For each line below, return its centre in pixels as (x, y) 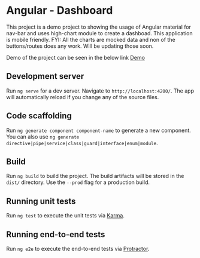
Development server (45, 76)
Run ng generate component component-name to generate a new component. (99, 130)
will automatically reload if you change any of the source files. (83, 97)
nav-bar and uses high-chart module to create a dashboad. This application (99, 33)
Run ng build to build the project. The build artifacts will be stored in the (95, 176)
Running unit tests (41, 201)
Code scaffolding (39, 116)
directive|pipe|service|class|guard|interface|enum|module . (82, 143)
